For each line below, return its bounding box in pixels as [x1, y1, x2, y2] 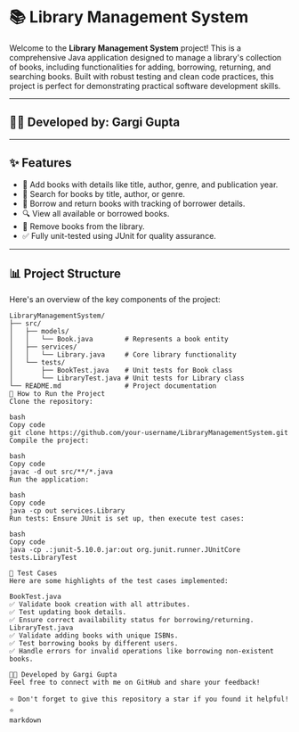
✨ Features [9, 155, 72, 170]
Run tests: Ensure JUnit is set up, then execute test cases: [9, 514, 245, 523]
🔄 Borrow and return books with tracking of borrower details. [21, 198, 246, 209]
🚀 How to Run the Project [9, 390, 105, 399]
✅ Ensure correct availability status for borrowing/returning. [9, 616, 255, 625]
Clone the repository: [9, 398, 93, 407]
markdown [9, 716, 42, 725]
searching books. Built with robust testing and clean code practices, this [9, 70, 274, 81]
